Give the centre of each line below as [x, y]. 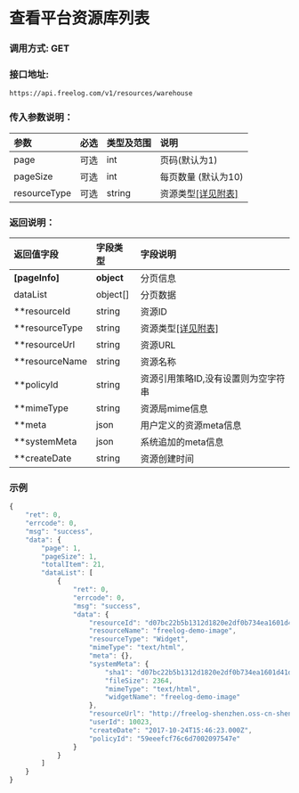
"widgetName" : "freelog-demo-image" [173, 697]
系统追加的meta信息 [182, 442]
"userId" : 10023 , [121, 723]
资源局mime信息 [174, 409]
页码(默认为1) [189, 159]
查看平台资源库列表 [80, 18]
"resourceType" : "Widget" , [139, 639]
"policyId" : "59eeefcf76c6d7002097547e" [165, 739]
